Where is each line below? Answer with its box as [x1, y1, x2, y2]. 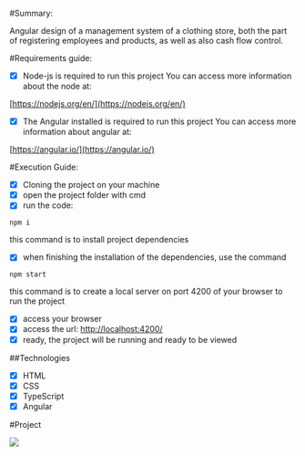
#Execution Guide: [9, 161, 79, 172]
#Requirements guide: [9, 53, 93, 63]
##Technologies [9, 352, 71, 363]
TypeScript [22, 390, 65, 401]
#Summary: [9, 8, 53, 18]
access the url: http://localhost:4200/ [22, 324, 163, 335]
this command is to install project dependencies [9, 234, 189, 245]
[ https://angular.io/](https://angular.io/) [9, 144, 155, 155]
